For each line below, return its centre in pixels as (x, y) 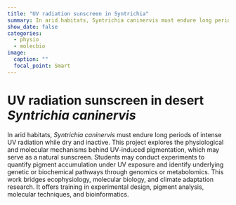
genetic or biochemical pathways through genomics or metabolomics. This (116, 171)
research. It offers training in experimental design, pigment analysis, (106, 187)
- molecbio (29, 46)
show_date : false (33, 27)
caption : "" (31, 59)
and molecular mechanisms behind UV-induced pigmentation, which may (113, 149)
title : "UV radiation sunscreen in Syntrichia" (78, 14)
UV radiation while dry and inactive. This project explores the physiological (116, 142)
